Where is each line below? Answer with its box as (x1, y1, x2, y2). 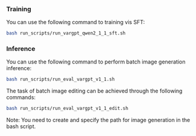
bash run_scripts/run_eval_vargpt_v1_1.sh (6, 76, 115, 83)
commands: (6, 94, 36, 101)
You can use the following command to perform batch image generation (6, 58, 186, 65)
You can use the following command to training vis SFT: (6, 19, 145, 26)
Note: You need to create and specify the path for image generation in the (6, 117, 191, 124)
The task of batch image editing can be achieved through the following (6, 87, 183, 95)
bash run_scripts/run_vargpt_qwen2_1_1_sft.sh (6, 30, 126, 36)
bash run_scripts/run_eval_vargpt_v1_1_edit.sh (6, 105, 129, 112)
